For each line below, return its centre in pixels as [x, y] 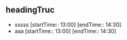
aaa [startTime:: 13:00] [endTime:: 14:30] [65, 31]
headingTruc [30, 10]
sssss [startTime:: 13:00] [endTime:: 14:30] [68, 24]
